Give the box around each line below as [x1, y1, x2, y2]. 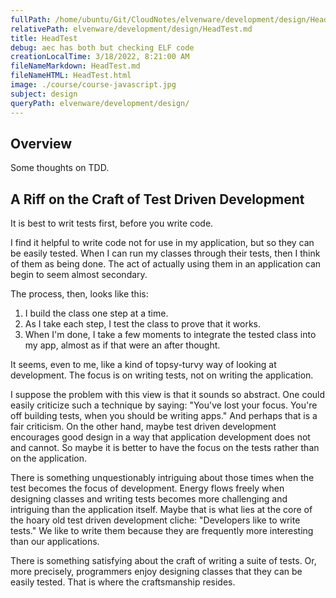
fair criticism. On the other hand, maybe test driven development [10, 421, 277, 433]
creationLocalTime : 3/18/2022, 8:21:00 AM [10, 52, 190, 62]
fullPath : [10, 14, 52, 25]
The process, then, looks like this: [10, 288, 149, 300]
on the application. [10, 452, 88, 465]
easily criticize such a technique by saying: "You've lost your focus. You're [10, 399, 318, 411]
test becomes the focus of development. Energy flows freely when [10, 482, 285, 495]
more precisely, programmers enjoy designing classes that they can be [10, 566, 303, 578]
